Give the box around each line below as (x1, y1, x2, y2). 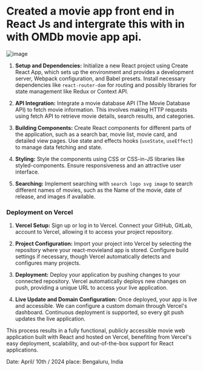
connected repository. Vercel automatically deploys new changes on (15, 277, 187, 285)
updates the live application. (15, 315, 86, 322)
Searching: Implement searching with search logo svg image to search (15, 180, 193, 187)
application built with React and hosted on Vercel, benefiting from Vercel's (6, 333, 192, 341)
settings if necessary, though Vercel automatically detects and (15, 253, 171, 260)
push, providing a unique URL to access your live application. (15, 284, 168, 291)
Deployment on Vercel (6, 208, 73, 216)
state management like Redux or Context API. (15, 87, 128, 95)
